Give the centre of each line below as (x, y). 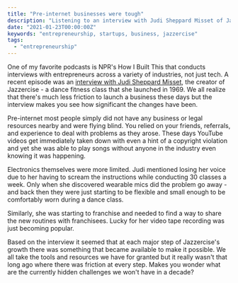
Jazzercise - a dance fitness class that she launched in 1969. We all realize (117, 89)
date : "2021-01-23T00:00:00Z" (52, 27)
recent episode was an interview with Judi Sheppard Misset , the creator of (116, 82)
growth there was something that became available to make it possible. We (117, 249)
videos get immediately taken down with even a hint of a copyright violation (118, 141)
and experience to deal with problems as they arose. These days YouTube (115, 133)
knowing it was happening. (47, 156)
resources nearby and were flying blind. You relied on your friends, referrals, (119, 126)
